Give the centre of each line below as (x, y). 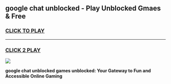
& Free (16, 17)
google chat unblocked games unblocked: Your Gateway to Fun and (78, 70)
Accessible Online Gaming (34, 76)
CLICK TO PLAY (25, 31)
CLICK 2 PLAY (23, 50)
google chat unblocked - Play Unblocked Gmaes (83, 8)
